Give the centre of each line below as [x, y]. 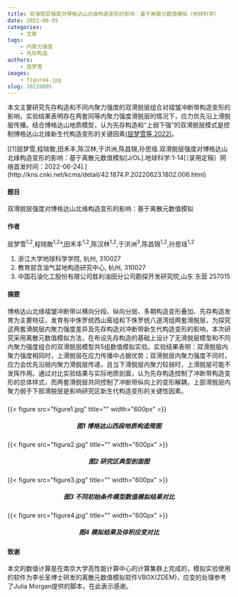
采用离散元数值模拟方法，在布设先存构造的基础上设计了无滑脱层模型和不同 [122, 338]
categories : [25, 27]
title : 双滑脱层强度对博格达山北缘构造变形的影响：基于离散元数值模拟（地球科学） [113, 14]
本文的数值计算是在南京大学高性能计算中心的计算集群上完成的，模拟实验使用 [119, 569]
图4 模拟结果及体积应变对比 [119, 533]
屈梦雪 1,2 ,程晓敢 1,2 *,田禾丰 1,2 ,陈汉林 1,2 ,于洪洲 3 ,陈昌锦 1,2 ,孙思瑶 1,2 [101, 243]
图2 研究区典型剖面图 [119, 462]
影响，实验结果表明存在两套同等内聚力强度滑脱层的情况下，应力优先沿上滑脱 [119, 116]
